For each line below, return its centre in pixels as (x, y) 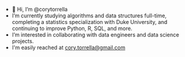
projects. (23, 41)
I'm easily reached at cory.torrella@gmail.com (69, 47)
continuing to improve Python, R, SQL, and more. (72, 28)
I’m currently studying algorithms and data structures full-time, (89, 16)
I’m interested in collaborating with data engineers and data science (95, 35)
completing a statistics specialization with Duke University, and (90, 22)
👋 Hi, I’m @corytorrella (40, 9)
